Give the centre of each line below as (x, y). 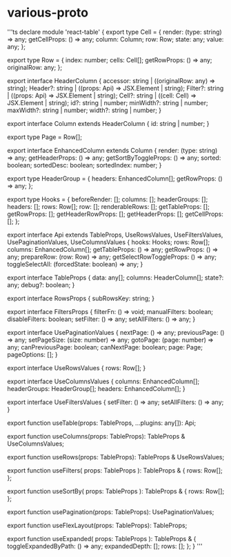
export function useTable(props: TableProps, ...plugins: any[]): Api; (102, 423)
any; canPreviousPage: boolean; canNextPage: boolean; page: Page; (105, 347)
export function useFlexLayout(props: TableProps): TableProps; (97, 525)
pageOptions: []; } (32, 354)
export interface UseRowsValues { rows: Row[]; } (77, 367)
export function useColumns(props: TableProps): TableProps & (96, 436)
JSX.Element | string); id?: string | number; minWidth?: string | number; (108, 102)
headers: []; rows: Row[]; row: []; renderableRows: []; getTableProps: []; (109, 206)
